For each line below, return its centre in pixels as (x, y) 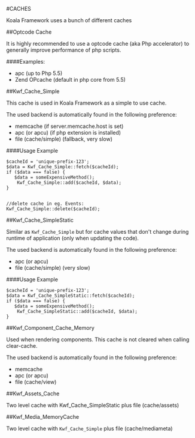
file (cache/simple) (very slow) (52, 268)
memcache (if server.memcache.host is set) (69, 126)
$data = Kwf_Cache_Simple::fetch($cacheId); (63, 167)
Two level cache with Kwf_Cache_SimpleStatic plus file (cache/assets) (93, 405)
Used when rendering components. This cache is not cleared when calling (98, 339)
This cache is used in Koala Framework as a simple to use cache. (86, 103)
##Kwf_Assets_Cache (33, 394)
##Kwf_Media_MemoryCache (43, 417)
